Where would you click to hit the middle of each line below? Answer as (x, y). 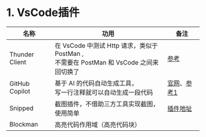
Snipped (21, 108)
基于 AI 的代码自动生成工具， (96, 83)
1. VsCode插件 (43, 13)
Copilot (20, 91)
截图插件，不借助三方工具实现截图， (107, 104)
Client (18, 62)
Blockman (24, 124)
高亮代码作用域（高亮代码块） (98, 125)
